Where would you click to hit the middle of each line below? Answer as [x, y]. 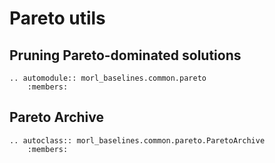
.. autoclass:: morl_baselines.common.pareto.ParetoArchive [137, 140]
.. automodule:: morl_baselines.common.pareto [108, 78]
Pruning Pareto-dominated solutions [125, 55]
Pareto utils [57, 18]
